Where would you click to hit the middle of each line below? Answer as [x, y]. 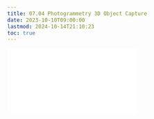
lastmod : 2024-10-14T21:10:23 [51, 26]
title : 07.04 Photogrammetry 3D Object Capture [77, 13]
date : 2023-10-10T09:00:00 [46, 20]
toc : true [22, 33]
